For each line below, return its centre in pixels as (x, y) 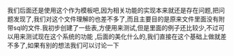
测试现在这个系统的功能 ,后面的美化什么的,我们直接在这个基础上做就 (123, 36)
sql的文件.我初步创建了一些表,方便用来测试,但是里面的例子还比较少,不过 (116, 28)
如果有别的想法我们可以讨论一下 (74, 45)
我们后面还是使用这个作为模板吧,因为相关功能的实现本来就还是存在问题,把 (113, 10)
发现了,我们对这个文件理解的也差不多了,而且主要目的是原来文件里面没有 (116, 19)
